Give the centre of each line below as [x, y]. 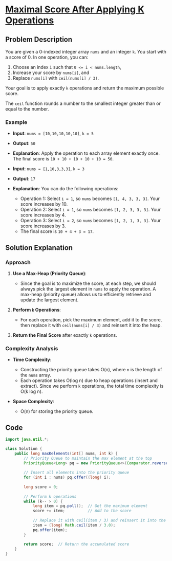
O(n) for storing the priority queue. [57, 411]
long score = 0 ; [41, 487]
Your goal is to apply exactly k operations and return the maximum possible [85, 88]
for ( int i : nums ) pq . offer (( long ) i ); [67, 477]
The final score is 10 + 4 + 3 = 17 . [57, 231]
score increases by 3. [43, 226]
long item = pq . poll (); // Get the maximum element [90, 506]
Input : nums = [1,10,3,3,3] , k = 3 [48, 169]
